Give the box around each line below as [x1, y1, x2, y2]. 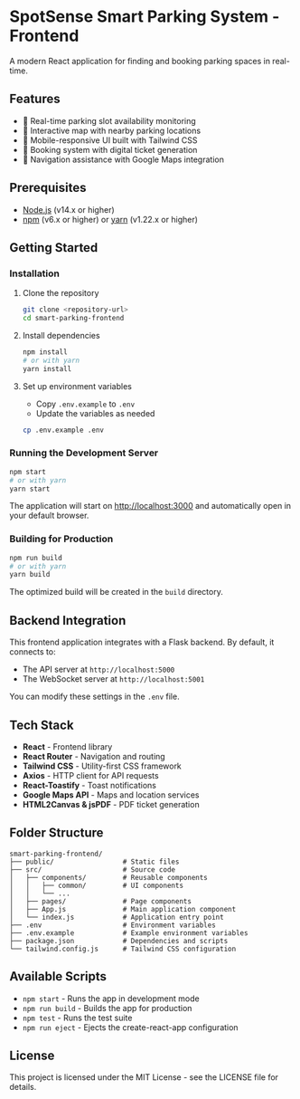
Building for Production [9, 532, 114, 545]
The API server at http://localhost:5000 [22, 664, 175, 675]
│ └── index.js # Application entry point [9, 913, 224, 922]
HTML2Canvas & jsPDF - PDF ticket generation [22, 798, 201, 809]
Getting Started [9, 240, 98, 255]
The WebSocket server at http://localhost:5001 [22, 674, 205, 684]
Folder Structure [9, 826, 104, 841]
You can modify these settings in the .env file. [9, 691, 180, 702]
